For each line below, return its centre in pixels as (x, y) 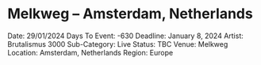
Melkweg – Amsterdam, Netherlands (130, 14)
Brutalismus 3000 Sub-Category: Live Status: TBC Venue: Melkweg (118, 44)
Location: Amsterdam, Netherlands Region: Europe (90, 52)
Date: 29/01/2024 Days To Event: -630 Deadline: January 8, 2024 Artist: (125, 36)
